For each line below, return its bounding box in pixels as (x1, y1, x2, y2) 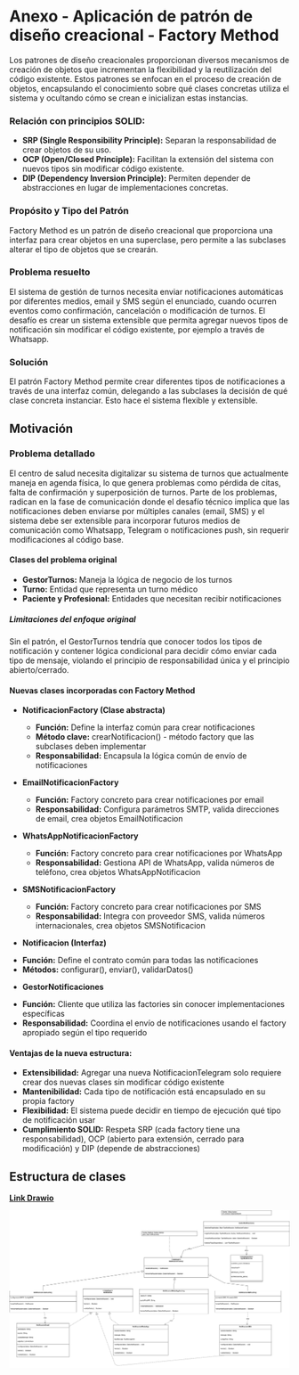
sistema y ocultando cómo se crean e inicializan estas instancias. (9, 92, 249, 103)
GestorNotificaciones (21, 982, 104, 993)
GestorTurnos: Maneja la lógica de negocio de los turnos (21, 575, 233, 585)
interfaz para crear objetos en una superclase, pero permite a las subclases (9, 234, 287, 245)
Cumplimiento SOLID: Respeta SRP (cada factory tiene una (21, 1125, 240, 1135)
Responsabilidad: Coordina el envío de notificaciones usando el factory (21, 1018, 287, 1028)
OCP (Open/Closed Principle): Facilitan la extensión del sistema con (21, 154, 274, 165)
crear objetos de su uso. (21, 144, 112, 155)
